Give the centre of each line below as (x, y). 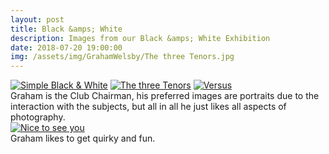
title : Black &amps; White (66, 29)
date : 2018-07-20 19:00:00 (66, 47)
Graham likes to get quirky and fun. (83, 138)
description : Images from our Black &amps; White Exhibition (140, 38)
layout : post (37, 19)
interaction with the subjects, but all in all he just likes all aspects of (148, 107)
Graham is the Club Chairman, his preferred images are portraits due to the (165, 96)
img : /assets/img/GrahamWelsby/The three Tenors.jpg (122, 57)
